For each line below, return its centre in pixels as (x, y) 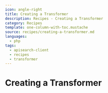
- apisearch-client (29, 50)
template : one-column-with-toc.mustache (47, 28)
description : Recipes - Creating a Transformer (54, 18)
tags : (10, 46)
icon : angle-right (24, 9)
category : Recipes (24, 23)
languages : (16, 37)
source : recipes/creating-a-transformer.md (50, 32)
